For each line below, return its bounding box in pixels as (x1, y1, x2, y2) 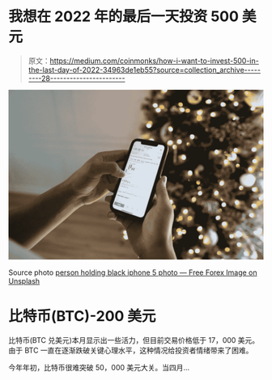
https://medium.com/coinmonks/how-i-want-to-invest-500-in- (49, 56, 259, 65)
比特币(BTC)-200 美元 (8, 306, 156, 325)
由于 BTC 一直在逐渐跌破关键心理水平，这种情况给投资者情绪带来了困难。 (8, 345, 253, 355)
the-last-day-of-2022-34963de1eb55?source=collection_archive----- (28, 65, 261, 74)
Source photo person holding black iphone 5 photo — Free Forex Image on (8, 268, 257, 277)
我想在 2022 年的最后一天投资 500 (8, 7, 239, 26)
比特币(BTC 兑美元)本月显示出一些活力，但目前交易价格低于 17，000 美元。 (8, 335, 260, 344)
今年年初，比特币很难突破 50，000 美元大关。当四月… (8, 362, 190, 372)
